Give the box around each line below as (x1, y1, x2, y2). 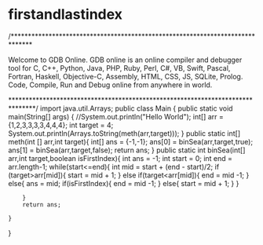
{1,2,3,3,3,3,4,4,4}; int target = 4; (8, 120, 114, 130)
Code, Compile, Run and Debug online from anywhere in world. (8, 80, 213, 90)
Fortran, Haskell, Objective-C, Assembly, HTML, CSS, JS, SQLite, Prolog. (8, 71, 243, 81)
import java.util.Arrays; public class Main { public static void (40, 104, 233, 113)
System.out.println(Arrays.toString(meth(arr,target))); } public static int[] (8, 128, 241, 138)
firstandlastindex (8, 5, 123, 24)
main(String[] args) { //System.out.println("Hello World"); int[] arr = (8, 112, 224, 121)
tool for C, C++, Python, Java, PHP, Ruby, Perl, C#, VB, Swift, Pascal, (8, 63, 231, 72)
